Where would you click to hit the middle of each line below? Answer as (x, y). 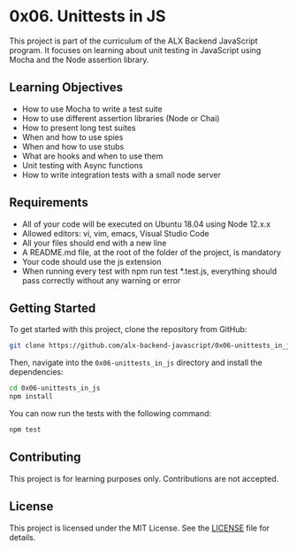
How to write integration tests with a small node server (121, 174)
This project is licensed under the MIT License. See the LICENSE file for (140, 528)
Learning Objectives (66, 87)
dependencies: (36, 372)
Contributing (45, 457)
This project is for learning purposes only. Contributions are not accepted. (144, 478)
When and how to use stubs (73, 146)
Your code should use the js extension (91, 261)
